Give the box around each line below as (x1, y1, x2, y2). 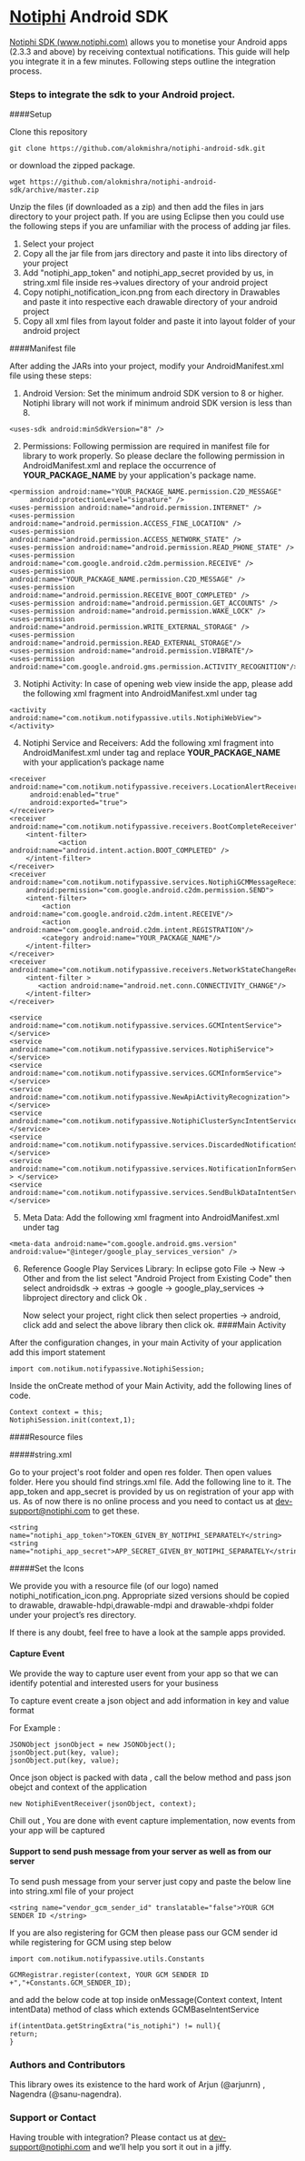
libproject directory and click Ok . (22, 1292, 147, 1303)
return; (9, 2029, 39, 2038)
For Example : (9, 1723, 61, 1734)
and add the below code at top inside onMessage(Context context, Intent (9, 1994, 283, 2005)
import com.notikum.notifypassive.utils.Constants (9, 1954, 205, 1964)
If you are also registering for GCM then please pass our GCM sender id (9, 1926, 279, 1938)
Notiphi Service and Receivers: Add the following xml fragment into (22, 738, 274, 749)
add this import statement (9, 1347, 106, 1358)
